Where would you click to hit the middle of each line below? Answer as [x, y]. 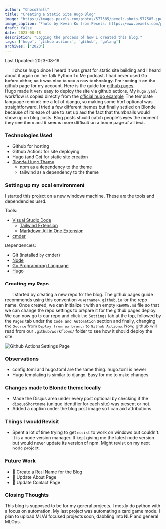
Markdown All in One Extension [52, 231]
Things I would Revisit [32, 422]
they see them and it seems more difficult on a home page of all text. [75, 122]
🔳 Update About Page [34, 477]
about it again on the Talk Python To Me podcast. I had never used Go [76, 75]
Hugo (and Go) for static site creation [50, 157]
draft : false [19, 28]
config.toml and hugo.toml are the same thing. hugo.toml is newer [79, 369]
